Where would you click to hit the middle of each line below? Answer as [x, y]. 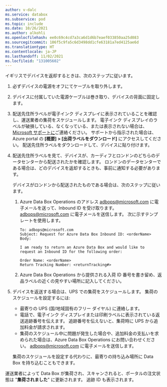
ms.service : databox [27, 14]
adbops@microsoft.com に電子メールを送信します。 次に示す [82, 214]
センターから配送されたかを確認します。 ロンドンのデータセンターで [91, 162]
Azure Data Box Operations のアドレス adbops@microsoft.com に [87, 202]
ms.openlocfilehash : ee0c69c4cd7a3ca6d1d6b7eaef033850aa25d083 [72, 38]
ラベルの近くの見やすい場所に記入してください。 [74, 281]
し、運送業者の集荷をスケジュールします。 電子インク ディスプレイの [83, 120]
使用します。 [50, 221]
